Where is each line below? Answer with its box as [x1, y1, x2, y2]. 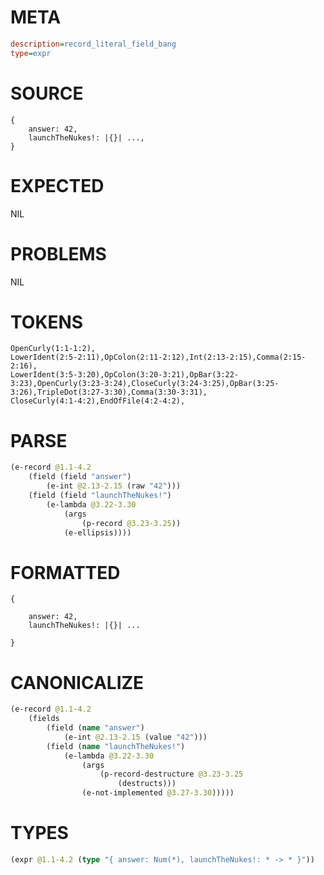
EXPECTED [10, 174, 105, 197]
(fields [28, 714, 60, 724]
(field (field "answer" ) [28, 472, 132, 482]
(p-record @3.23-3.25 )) [81, 518, 182, 528]
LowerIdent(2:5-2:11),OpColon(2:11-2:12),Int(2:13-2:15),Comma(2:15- [10, 352, 307, 363]
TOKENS [10, 311, 84, 333]
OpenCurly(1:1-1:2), [10, 344, 97, 354]
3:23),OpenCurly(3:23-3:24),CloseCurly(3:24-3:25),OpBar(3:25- [10, 379, 280, 389]
